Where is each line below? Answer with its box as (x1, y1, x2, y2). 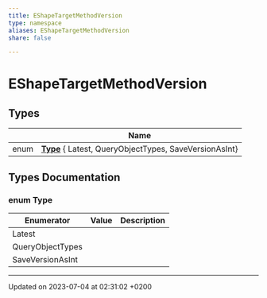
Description (120, 215, 165, 226)
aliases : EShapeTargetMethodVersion (8, 26, 130, 34)
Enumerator (24, 215, 71, 226)
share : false (8, 33, 52, 42)
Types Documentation (8, 170, 121, 184)
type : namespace (8, 19, 62, 27)
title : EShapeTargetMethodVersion (8, 11, 123, 20)
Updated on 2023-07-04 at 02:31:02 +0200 (8, 281, 153, 291)
